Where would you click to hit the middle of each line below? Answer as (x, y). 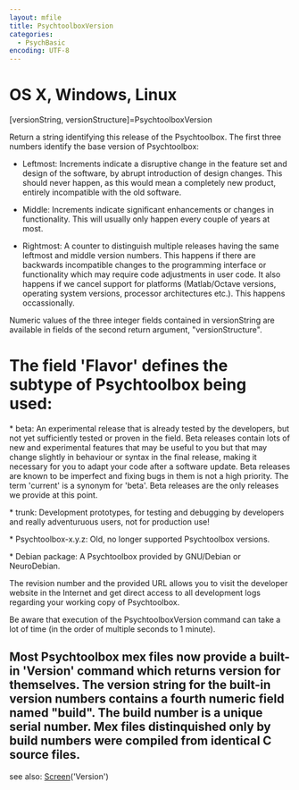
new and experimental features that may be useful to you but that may (138, 447)
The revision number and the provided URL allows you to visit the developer (149, 583)
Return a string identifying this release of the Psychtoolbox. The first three (145, 137)
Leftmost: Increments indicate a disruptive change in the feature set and (154, 164)
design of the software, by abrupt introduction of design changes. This (152, 173)
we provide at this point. (54, 495)
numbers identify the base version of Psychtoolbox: (104, 147)
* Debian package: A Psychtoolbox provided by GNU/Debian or (125, 556)
